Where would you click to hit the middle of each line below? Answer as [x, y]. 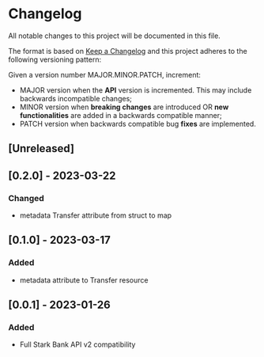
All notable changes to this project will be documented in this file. [115, 36]
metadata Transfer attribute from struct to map [96, 215]
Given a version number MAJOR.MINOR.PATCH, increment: [105, 74]
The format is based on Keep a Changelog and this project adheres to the [128, 51]
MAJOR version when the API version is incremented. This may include [136, 90]
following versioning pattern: [55, 59]
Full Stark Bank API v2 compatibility [77, 344]
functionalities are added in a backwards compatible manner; [121, 115]
